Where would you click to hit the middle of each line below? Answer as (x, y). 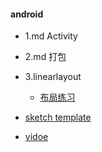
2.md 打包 (45, 57)
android (27, 14)
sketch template (58, 117)
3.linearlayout (53, 77)
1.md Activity (51, 36)
